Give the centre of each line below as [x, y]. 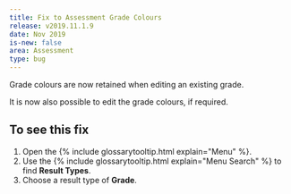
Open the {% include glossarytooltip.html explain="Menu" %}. [137, 151]
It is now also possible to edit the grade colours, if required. [119, 102]
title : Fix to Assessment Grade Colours [86, 17]
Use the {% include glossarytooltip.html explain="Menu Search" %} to [152, 161]
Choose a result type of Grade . [79, 180]
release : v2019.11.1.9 [51, 26]
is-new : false [36, 42]
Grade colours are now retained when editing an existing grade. [127, 84]
